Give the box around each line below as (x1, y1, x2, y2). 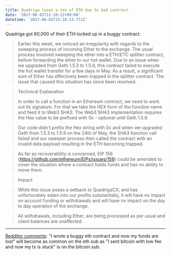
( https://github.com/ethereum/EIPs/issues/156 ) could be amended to (17, 156, 162, 162)
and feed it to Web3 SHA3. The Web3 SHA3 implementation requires (17, 109, 162, 115)
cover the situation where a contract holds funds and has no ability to (17, 162, 164, 168)
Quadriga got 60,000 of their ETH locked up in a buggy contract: (5, 31, 141, 37)
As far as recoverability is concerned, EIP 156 (17, 151, 113, 157)
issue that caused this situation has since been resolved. (17, 79, 137, 85)
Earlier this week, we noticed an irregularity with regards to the (17, 41, 150, 47)
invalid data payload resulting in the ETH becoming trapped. (17, 141, 144, 147)
